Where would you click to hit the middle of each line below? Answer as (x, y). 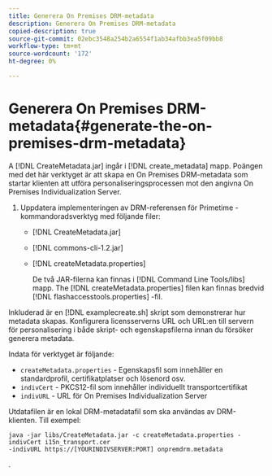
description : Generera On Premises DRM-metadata (92, 24)
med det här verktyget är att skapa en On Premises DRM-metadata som (128, 174)
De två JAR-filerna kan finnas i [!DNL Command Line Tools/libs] (138, 279)
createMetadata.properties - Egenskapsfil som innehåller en (121, 369)
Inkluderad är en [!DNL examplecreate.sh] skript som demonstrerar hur (127, 312)
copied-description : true (52, 31)
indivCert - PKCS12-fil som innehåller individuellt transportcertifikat (134, 386)
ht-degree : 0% (32, 62)
